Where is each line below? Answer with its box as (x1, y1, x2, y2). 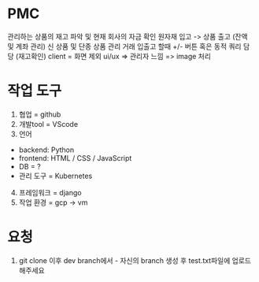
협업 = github (18, 109, 61, 119)
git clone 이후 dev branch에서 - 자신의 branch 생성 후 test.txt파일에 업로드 (18, 255, 251, 265)
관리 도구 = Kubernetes (18, 171, 93, 180)
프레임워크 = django (18, 187, 82, 197)
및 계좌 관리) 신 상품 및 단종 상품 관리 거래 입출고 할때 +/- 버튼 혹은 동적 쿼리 (7, 41, 242, 51)
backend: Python (18, 145, 75, 154)
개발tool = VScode (18, 119, 79, 128)
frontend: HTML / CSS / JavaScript (18, 153, 132, 162)
